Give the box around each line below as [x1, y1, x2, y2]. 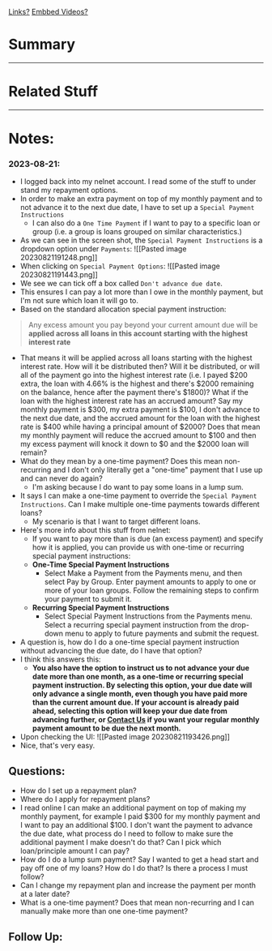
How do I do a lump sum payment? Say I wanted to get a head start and [19, 855, 259, 864]
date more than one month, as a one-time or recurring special [32, 672, 244, 682]
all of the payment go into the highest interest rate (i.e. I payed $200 [19, 371, 249, 380]
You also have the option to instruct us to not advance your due [32, 663, 249, 673]
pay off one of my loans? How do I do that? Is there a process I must [19, 863, 249, 873]
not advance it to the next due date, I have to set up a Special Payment [19, 203, 255, 212]
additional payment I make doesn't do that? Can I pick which [19, 837, 222, 847]
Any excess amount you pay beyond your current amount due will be [28, 320, 258, 330]
